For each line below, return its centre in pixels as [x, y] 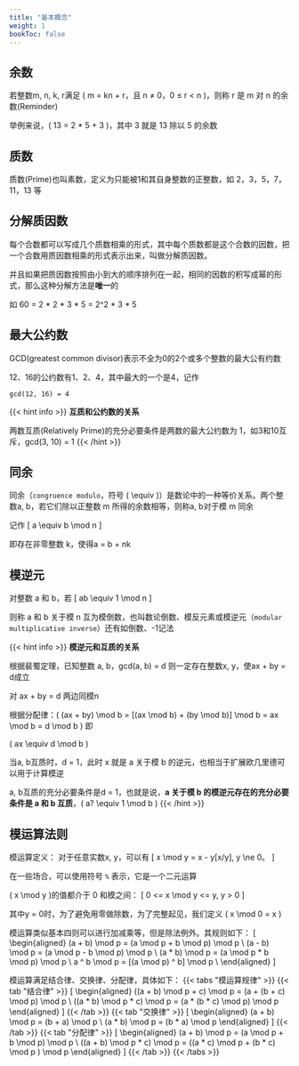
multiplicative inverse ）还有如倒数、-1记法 [92, 628]
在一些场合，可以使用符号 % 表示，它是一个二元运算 [103, 876]
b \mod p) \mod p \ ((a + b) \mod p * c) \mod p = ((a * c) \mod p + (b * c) [142, 1043]
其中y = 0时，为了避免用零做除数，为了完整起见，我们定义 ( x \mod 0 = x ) [145, 914]
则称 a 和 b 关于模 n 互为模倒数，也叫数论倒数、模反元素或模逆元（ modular [146, 617]
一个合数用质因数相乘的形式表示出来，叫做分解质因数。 [110, 255]
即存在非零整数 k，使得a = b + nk [70, 545]
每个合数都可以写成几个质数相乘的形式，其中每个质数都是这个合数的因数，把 [149, 244]
